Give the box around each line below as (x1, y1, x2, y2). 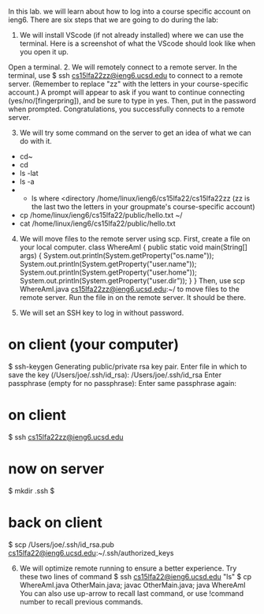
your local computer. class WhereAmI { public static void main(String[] (19, 242, 248, 252)
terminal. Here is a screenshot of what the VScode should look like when (19, 39, 256, 48)
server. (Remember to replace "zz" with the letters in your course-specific (8, 79, 249, 88)
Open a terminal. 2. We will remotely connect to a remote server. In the (8, 62, 238, 72)
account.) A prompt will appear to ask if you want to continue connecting (8, 88, 245, 97)
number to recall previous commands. (19, 597, 143, 606)
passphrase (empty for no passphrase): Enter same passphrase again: (8, 378, 237, 387)
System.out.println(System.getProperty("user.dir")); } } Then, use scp (19, 276, 246, 285)
